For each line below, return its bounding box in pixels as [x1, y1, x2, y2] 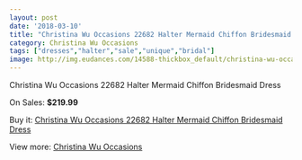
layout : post [9, 13, 58, 22]
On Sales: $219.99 [9, 97, 79, 108]
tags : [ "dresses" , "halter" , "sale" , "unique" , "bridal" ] [9, 47, 216, 56]
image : [9, 55, 34, 64]
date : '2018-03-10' [9, 22, 83, 31]
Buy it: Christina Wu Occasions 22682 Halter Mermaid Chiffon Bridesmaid [9, 114, 283, 125]
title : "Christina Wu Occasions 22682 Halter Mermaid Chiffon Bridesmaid [9, 30, 292, 39]
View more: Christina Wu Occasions [9, 141, 143, 152]
